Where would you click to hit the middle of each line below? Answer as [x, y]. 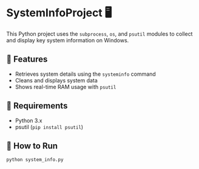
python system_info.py [35, 160]
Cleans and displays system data [56, 80]
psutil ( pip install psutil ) [49, 127]
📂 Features [27, 59]
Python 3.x [29, 121]
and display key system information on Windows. [68, 40]
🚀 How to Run [32, 146]
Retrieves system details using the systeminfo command [85, 74]
